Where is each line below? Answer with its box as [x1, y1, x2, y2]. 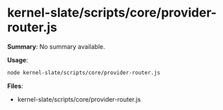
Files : [7, 82, 24, 90]
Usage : [7, 55, 29, 64]
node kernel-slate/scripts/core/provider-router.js [7, 69, 160, 76]
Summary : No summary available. [7, 42, 106, 51]
